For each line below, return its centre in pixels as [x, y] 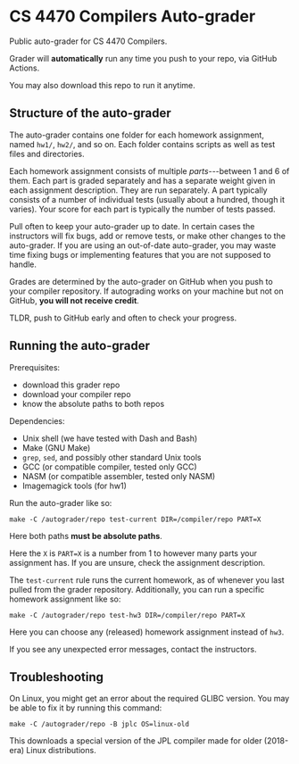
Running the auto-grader [79, 346]
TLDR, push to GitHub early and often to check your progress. [123, 318]
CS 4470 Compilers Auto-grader [133, 17]
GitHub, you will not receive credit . [75, 300]
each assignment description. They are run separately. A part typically [138, 190]
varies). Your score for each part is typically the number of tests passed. [142, 209]
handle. [23, 264]
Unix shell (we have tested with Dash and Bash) [110, 438]
